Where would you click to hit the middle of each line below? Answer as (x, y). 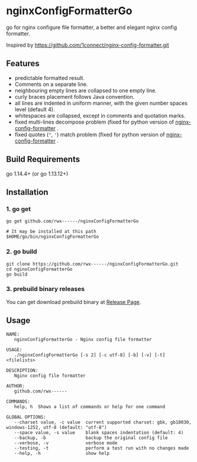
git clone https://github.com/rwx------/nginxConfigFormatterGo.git (92, 264)
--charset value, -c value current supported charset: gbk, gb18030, (103, 422)
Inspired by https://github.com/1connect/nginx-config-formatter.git (88, 45)
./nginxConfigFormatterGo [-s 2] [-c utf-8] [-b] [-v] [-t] (90, 355)
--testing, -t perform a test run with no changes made (101, 448)
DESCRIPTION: (22, 370)
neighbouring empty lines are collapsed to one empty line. (85, 91)
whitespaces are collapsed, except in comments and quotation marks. (100, 115)
